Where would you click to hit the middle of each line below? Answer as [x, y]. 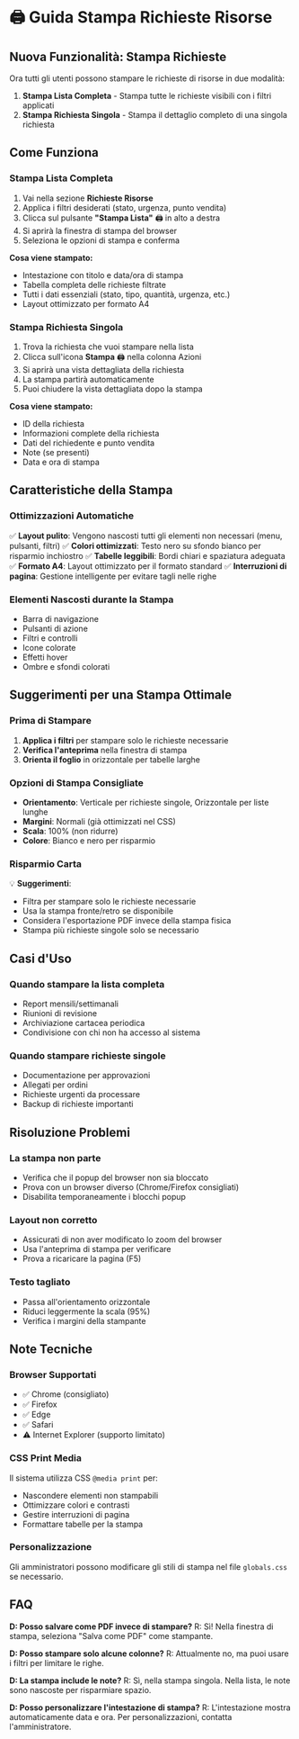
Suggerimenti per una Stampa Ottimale [120, 695]
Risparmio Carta [46, 863]
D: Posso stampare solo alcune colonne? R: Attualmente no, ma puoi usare [149, 1653]
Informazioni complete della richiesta [91, 433]
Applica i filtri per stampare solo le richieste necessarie [125, 740]
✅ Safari [38, 1425]
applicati [38, 105]
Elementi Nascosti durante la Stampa [92, 599]
